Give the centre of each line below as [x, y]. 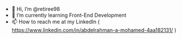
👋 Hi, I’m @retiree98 [36, 9]
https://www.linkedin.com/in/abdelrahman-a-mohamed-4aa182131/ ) [94, 30]
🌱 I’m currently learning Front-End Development [69, 15]
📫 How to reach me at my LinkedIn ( [56, 22]
